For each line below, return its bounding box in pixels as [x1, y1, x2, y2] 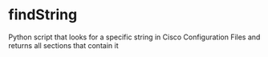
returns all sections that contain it [8, 40, 119, 50]
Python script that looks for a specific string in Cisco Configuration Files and [8, 32, 261, 42]
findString [8, 6, 78, 24]
